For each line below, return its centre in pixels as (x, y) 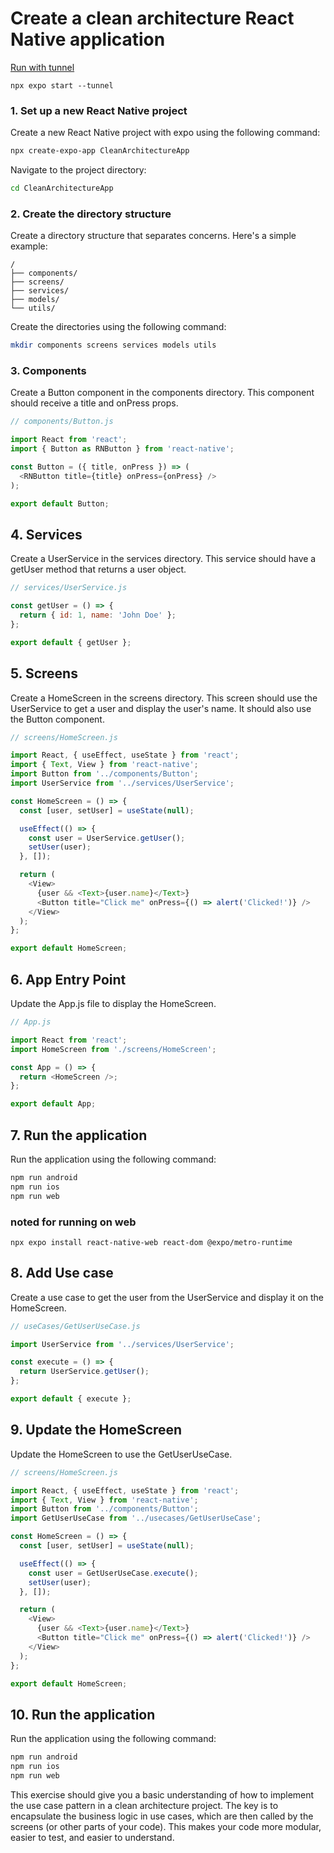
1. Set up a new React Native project (99, 110)
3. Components (48, 371)
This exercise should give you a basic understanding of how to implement (162, 1794)
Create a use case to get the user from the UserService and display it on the (167, 1297)
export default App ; (53, 1104)
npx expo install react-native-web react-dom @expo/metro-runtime (151, 1242)
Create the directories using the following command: (118, 327)
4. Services (46, 534)
